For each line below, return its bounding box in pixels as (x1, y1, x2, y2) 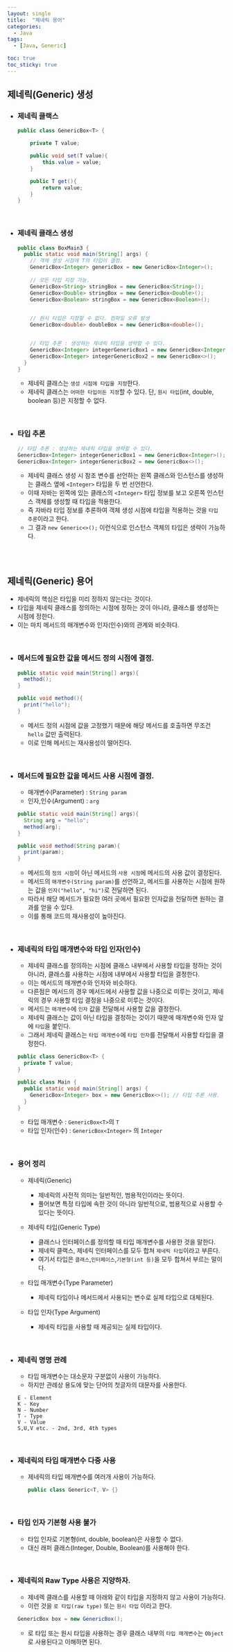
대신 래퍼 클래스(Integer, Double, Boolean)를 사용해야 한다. (27, 1543, 190, 1551)
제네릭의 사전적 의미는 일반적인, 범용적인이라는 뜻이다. (37, 1190, 185, 1199)
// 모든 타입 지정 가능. (30, 277, 90, 284)
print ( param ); (24, 849, 64, 856)
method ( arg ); (24, 823, 62, 831)
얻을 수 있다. (40, 903, 74, 912)
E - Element (17, 1395, 52, 1402)
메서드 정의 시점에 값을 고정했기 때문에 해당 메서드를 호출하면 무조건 (27, 721, 212, 729)
